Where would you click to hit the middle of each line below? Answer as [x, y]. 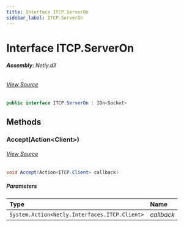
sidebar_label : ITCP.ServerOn [45, 18]
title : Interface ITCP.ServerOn [47, 12]
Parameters [22, 186]
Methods [24, 122]
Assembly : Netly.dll [31, 66]
